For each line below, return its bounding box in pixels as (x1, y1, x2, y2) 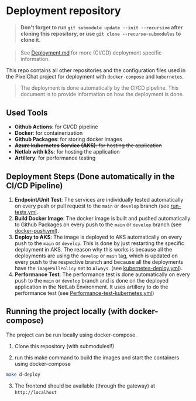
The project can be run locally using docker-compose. (6, 331, 137, 338)
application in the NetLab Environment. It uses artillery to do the (14, 283, 169, 291)
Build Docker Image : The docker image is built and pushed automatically (14, 215, 191, 222)
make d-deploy (6, 371, 41, 378)
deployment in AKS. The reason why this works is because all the (14, 246, 173, 253)
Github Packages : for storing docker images (14, 136, 122, 143)
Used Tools (6, 107, 48, 118)
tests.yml (14, 209, 37, 216)
